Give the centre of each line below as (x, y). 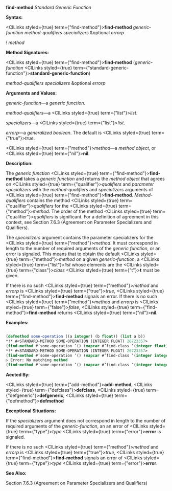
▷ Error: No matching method (37, 360)
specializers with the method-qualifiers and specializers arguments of (80, 189)
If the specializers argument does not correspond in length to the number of (86, 421)
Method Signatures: (27, 52)
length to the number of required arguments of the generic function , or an (83, 248)
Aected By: (18, 375)
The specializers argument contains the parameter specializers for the (80, 238)
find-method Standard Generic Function (48, 7)
